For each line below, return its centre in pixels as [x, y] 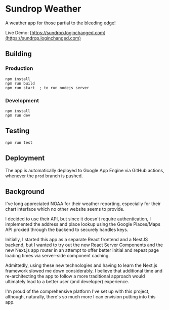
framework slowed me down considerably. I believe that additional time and [84, 271]
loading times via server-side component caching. [58, 256]
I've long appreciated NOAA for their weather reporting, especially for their [83, 204]
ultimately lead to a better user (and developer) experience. [67, 282]
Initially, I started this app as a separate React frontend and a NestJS [77, 240]
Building [18, 54]
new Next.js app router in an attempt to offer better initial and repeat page [82, 250]
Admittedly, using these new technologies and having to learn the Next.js [81, 265]
